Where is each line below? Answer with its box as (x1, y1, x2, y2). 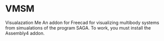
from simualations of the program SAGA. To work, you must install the (5, 24, 151, 30)
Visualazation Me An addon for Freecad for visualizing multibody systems (5, 19, 159, 25)
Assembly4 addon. (5, 30, 45, 36)
